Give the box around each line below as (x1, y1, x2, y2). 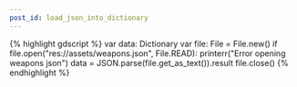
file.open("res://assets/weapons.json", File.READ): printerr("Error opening (9, 47, 286, 59)
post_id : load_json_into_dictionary (9, 13, 148, 23)
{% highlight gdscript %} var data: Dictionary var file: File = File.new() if (9, 38, 278, 49)
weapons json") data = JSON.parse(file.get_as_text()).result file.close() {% (9, 57, 289, 68)
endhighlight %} (9, 67, 70, 78)
